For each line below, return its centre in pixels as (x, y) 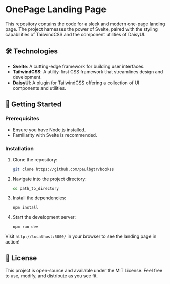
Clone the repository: (35, 159)
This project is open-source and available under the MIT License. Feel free (84, 271)
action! (13, 242)
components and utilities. (39, 88)
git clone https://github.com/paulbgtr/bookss (63, 169)
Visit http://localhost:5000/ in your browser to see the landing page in (81, 236)
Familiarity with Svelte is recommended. (55, 135)
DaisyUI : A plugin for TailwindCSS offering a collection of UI (76, 83)
